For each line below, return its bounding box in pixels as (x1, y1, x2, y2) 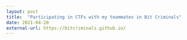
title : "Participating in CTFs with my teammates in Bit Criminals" (6, 14, 182, 20)
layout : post (6, 8, 39, 15)
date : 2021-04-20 (6, 19, 49, 25)
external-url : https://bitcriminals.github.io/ (6, 25, 126, 31)
